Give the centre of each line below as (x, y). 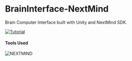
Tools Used (16, 43)
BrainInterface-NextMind (57, 9)
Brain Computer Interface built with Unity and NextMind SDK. (66, 22)
